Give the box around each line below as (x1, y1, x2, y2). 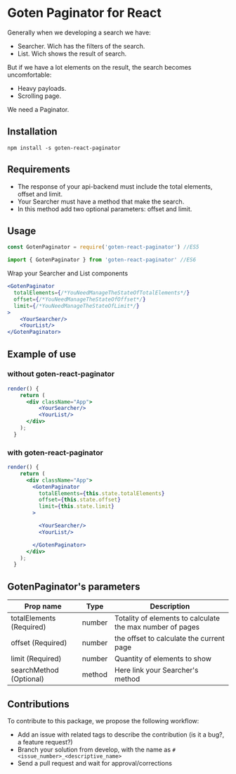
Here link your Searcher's (114, 666, 199, 675)
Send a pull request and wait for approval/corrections (17, 759, 172, 767)
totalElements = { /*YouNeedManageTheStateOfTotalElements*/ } (13, 289, 190, 297)
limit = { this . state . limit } (38, 503, 114, 510)
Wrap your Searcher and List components (7, 269, 129, 277)
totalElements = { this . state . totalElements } (38, 489, 165, 497)
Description (150, 601, 190, 611)
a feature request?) (17, 737, 73, 746)
